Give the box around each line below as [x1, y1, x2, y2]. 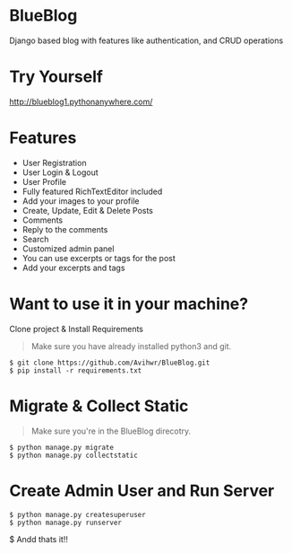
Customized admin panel [21, 243, 115, 254]
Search [21, 233, 49, 244]
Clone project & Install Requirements [9, 323, 143, 334]
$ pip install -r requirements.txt [9, 365, 142, 375]
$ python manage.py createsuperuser [9, 510, 146, 519]
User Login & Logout [21, 167, 99, 178]
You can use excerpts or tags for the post [21, 252, 176, 263]
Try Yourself [9, 66, 103, 87]
